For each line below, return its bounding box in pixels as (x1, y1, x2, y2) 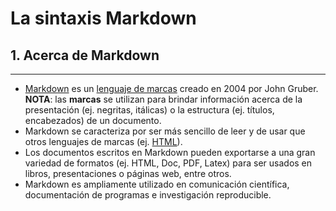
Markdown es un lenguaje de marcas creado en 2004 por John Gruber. (24, 83, 319, 94)
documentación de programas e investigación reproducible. (24, 189, 272, 201)
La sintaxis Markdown (10, 7, 197, 30)
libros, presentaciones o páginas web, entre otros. (24, 168, 232, 179)
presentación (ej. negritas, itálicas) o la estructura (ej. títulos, (24, 104, 275, 116)
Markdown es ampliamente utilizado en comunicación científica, (24, 178, 290, 190)
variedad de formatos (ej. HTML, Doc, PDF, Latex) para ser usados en (24, 157, 313, 169)
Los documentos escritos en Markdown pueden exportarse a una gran (24, 147, 316, 158)
